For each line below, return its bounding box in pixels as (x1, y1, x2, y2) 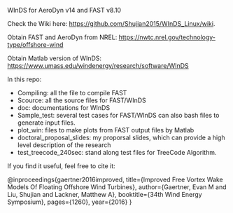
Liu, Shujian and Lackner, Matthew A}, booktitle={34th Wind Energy (7, 191, 202, 198)
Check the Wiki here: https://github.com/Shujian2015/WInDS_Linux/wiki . (7, 20, 216, 27)
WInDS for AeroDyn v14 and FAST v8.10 (7, 6, 121, 14)
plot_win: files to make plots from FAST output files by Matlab (17, 126, 195, 134)
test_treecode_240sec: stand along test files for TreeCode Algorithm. (17, 149, 217, 156)
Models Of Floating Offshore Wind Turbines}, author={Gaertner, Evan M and (7, 183, 227, 191)
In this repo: (7, 75, 42, 83)
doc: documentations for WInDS (17, 104, 111, 111)
